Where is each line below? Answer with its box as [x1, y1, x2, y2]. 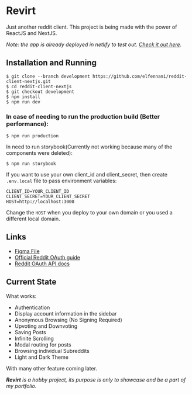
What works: [6, 292, 37, 299]
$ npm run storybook [6, 161, 57, 167]
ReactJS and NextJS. [6, 29, 57, 36]
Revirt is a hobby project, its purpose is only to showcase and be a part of [6, 376, 186, 383]
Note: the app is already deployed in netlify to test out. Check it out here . [6, 41, 182, 48]
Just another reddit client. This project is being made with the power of [6, 23, 177, 30]
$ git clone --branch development [6, 73, 91, 79]
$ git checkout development [6, 89, 75, 95]
